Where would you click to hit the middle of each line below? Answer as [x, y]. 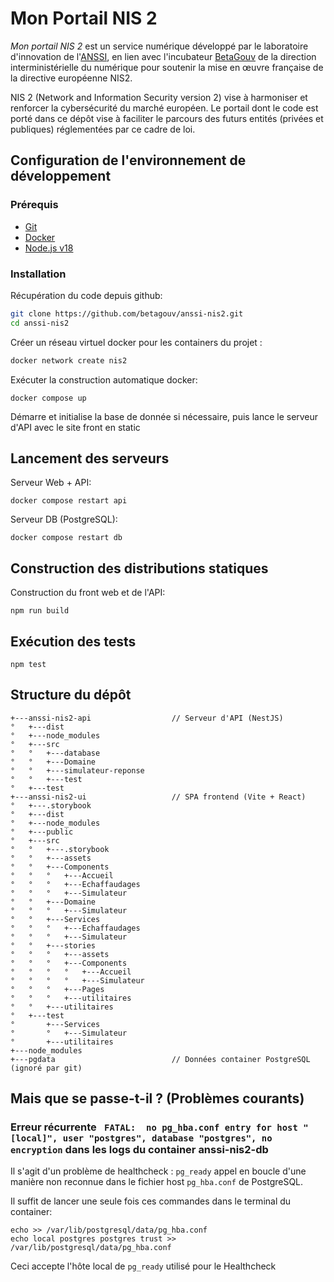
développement [61, 176]
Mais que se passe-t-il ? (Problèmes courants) [157, 1098]
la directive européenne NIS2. [71, 78]
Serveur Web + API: [51, 483]
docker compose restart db [66, 538]
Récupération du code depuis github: [86, 295]
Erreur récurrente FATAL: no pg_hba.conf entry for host [154, 1127]
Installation [38, 274]
